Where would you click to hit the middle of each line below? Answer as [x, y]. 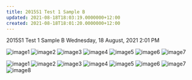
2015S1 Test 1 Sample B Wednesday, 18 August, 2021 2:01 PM [83, 41]
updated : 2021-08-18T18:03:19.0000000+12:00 [63, 18]
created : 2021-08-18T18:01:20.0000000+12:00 [63, 23]
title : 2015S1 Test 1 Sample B [46, 12]
